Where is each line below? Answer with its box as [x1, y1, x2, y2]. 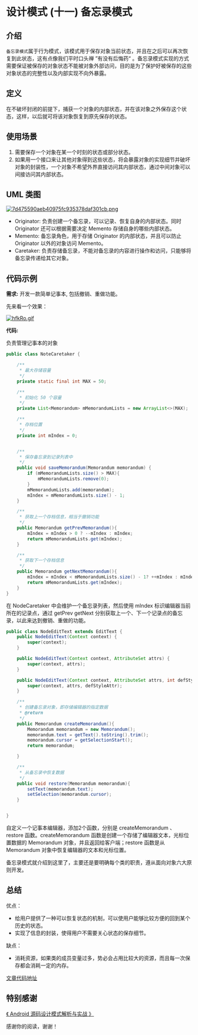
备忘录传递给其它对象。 [14, 254, 72, 262]
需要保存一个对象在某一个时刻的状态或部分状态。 [14, 148, 134, 155]
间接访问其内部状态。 [14, 171, 67, 178]
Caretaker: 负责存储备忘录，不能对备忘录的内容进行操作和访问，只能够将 [14, 247, 192, 254]
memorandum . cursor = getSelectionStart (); [27, 737, 133, 743]
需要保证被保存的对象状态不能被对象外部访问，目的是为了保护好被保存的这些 [6, 63, 192, 69]
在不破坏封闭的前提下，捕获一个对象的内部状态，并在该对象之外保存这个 [6, 105, 181, 112]
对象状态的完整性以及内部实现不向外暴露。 [6, 70, 110, 77]
